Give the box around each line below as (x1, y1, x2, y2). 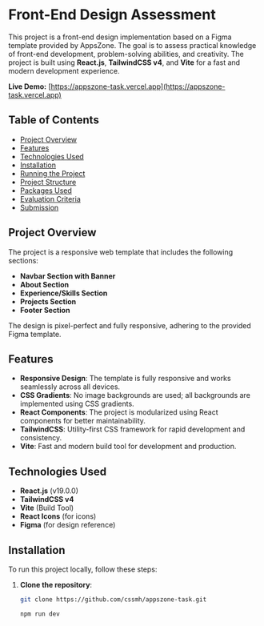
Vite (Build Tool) (19, 503, 74, 513)
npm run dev (19, 610, 60, 618)
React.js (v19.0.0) (19, 486, 78, 496)
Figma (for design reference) (19, 520, 116, 530)
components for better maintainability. (19, 416, 146, 426)
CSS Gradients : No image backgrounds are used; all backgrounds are (19, 391, 250, 400)
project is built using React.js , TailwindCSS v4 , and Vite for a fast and (8, 58, 241, 67)
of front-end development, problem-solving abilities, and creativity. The (8, 49, 244, 58)
